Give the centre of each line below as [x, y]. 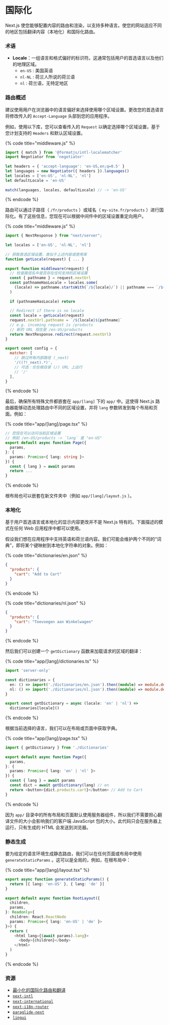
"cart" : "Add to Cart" [38, 574]
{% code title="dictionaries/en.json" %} [46, 555]
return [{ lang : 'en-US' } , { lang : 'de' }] [57, 884]
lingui [19, 1018]
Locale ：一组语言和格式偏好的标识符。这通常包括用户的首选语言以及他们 [88, 58]
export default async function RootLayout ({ [53, 898]
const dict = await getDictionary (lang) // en [59, 785]
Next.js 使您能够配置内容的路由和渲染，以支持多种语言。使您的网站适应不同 [83, 25]
